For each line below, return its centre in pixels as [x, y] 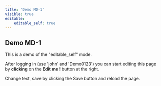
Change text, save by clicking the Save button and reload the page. [72, 79]
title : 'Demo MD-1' [25, 9]
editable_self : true [35, 23]
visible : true [20, 14]
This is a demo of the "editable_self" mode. [48, 54]
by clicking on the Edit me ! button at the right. [52, 69]
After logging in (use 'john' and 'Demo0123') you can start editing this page [81, 64]
